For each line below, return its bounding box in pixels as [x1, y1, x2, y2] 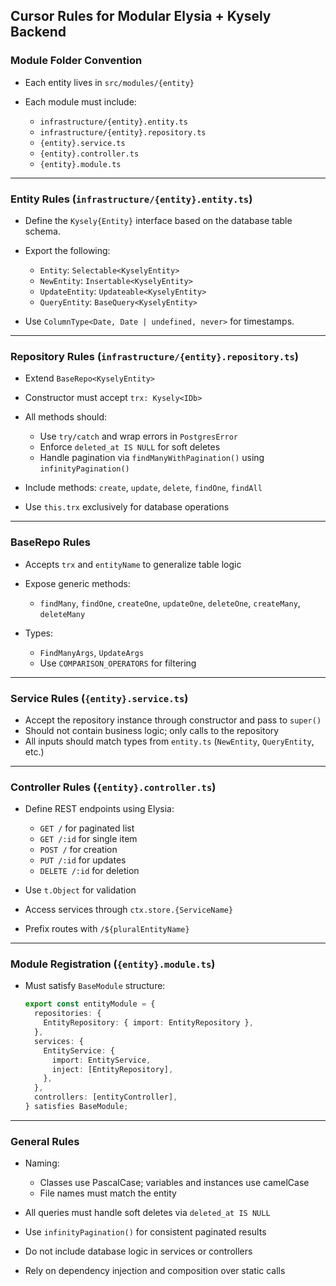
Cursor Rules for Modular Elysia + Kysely [10, 8, 272, 25]
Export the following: [24, 244, 111, 256]
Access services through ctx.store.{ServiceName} [24, 904, 234, 916]
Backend [10, 24, 67, 41]
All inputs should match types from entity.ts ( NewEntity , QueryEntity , [24, 735, 315, 747]
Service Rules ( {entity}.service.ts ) [10, 691, 189, 705]
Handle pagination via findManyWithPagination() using [39, 452, 265, 464]
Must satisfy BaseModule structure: [24, 980, 166, 992]
